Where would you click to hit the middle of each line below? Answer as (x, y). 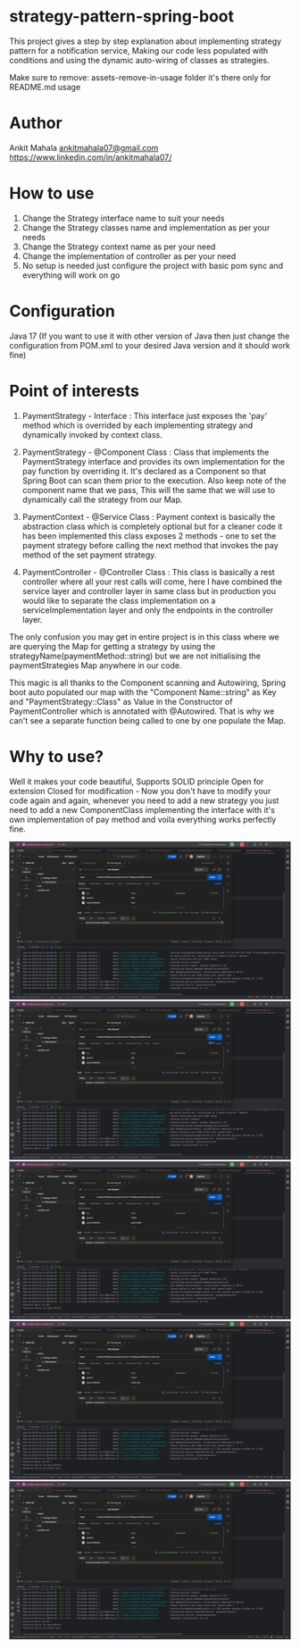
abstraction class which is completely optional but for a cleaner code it (152, 526)
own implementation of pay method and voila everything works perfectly (143, 819)
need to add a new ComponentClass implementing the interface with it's (142, 809)
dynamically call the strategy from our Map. (102, 499)
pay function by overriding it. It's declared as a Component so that (144, 471)
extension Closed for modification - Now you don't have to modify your (140, 791)
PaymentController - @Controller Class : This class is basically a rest (148, 572)
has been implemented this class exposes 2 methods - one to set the (149, 536)
